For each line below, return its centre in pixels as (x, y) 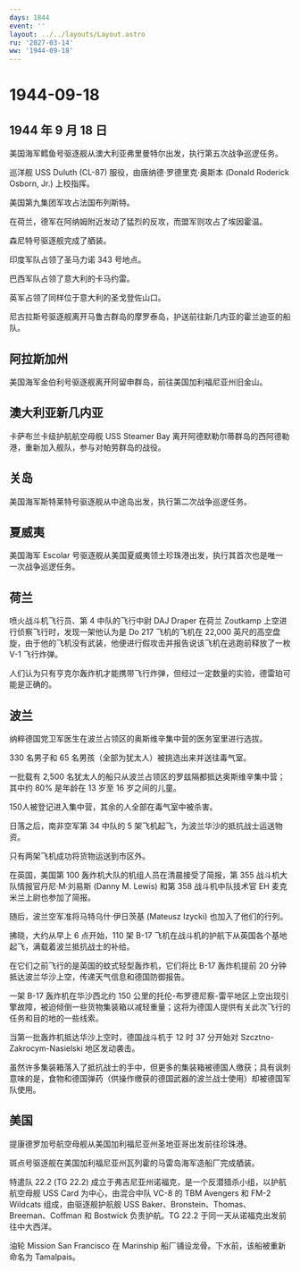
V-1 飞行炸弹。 (36, 655)
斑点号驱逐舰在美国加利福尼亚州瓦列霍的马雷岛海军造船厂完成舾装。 (134, 1163)
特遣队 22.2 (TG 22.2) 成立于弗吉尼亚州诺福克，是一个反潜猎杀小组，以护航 (148, 1182)
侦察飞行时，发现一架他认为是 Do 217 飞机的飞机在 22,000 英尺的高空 (145, 632)
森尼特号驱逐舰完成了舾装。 (60, 241)
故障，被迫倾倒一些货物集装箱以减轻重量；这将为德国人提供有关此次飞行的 (154, 1007)
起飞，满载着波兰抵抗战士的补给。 (72, 946)
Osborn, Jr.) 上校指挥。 (52, 183)
